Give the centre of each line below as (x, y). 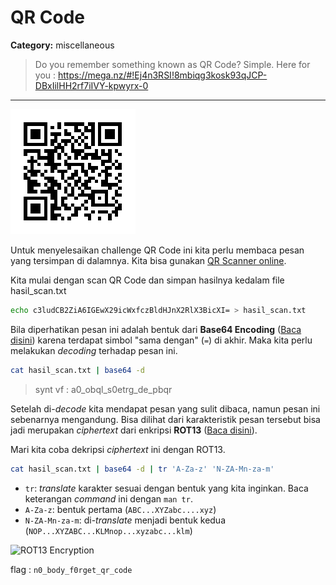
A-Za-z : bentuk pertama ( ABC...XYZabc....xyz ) (120, 509)
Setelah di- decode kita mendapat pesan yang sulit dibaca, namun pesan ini (165, 408)
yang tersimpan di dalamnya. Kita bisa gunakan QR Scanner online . (148, 260)
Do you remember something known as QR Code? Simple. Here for (172, 64)
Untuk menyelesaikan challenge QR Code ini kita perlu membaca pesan (157, 250)
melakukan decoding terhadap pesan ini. (94, 350)
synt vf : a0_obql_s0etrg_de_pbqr (103, 389)
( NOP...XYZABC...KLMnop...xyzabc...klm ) (108, 530)
